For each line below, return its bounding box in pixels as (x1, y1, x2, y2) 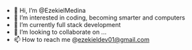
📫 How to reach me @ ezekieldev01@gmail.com (13, 36, 149, 43)
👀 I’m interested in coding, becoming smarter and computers (13, 14, 185, 22)
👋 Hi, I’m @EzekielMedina (13, 7, 86, 14)
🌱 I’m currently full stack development (13, 21, 121, 28)
